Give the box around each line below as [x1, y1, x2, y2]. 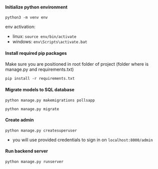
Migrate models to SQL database [5, 87, 75, 92]
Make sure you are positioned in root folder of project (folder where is [5, 61, 149, 67]
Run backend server [5, 148, 48, 154]
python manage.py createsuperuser [5, 128, 77, 133]
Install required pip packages [5, 50, 67, 56]
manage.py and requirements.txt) [5, 66, 74, 72]
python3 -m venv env [5, 15, 48, 20]
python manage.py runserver [5, 160, 64, 165]
